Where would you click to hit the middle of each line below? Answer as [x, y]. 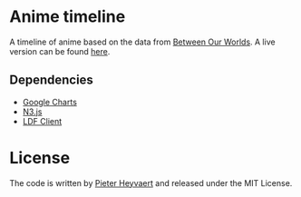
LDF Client [42, 121]
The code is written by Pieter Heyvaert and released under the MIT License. [151, 182]
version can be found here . [60, 51]
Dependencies [51, 80]
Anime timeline [68, 17]
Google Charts [49, 102]
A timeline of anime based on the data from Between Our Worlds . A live [142, 42]
